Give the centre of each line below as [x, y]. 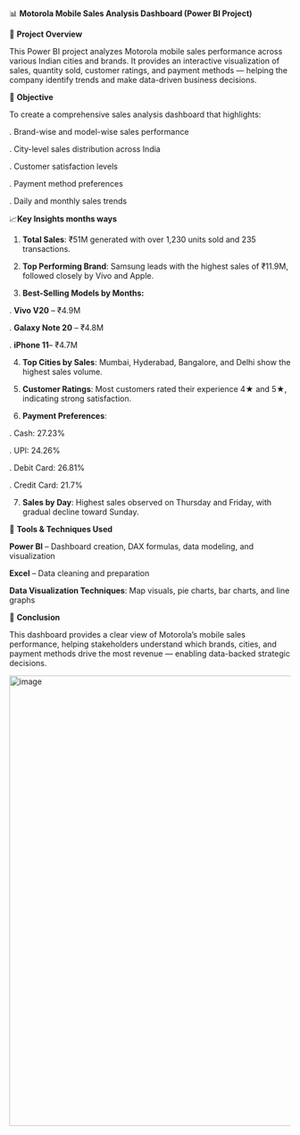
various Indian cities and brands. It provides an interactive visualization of [144, 61]
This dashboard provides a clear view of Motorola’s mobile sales [127, 634]
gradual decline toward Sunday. [80, 512]
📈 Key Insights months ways [63, 219]
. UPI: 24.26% [35, 451]
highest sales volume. [62, 371]
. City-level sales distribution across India [85, 149]
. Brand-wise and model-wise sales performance [99, 132]
